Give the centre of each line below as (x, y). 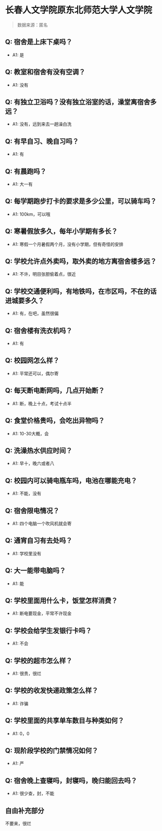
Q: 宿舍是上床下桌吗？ (39, 42)
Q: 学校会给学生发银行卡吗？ (49, 630)
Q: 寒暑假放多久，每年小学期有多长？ (61, 231)
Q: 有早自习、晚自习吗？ (42, 141)
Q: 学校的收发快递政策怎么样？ (52, 690)
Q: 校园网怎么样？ (32, 361)
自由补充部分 (25, 810)
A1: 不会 (20, 644)
